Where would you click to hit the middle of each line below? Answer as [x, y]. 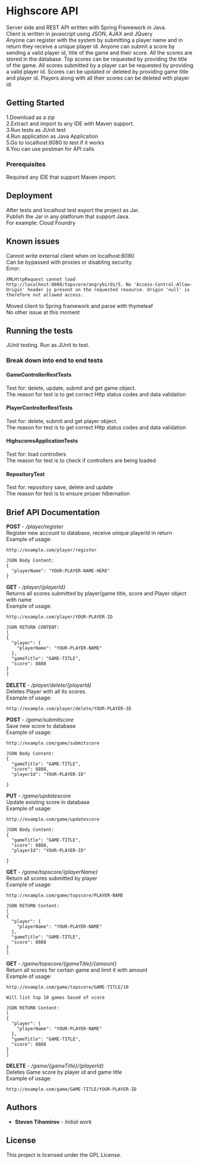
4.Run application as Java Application [52, 136]
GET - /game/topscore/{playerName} [52, 872]
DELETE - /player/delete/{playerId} [49, 685]
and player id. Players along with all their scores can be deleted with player [98, 78]
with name [19, 600]
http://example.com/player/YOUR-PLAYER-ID [59, 617]
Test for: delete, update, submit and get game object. [71, 388]
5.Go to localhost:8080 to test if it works [55, 142]
